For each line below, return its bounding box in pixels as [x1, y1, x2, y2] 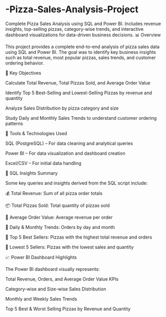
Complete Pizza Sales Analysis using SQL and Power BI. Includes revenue [5, 20, 161, 27]
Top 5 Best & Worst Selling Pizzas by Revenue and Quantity [5, 306, 131, 312]
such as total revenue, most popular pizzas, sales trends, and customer [5, 54, 156, 60]
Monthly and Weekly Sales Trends [5, 295, 77, 302]
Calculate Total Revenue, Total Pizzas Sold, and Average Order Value [5, 79, 151, 86]
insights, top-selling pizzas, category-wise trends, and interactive [5, 26, 144, 32]
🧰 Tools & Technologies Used [5, 130, 68, 136]
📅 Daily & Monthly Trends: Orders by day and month [5, 224, 115, 230]
